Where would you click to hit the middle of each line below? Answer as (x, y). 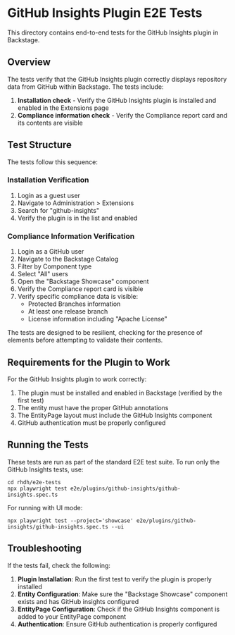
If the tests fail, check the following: (59, 565)
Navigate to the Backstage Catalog (68, 259)
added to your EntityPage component (72, 616)
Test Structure (40, 145)
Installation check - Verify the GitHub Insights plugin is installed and (117, 100)
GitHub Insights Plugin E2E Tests (105, 13)
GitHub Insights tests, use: (45, 469)
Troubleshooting (45, 549)
